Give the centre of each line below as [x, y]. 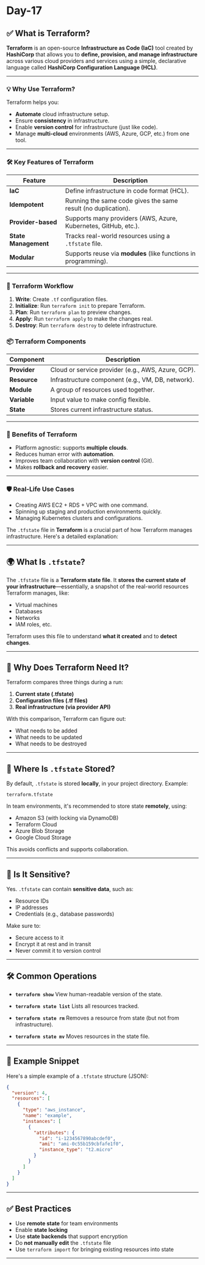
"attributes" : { [54, 1133]
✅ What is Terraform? [48, 33]
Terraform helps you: [33, 102]
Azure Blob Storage [40, 831]
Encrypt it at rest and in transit [53, 944]
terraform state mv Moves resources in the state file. [82, 1036]
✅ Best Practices [39, 1208]
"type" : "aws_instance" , [54, 1110]
